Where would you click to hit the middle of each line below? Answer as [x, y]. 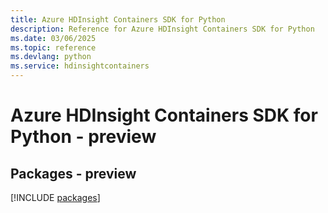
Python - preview [83, 137]
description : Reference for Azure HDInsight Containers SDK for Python [162, 29]
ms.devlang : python [51, 57]
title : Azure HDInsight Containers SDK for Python [118, 19]
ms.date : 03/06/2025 [53, 38]
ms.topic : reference [53, 47]
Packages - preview [73, 173]
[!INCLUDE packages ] [55, 197]
